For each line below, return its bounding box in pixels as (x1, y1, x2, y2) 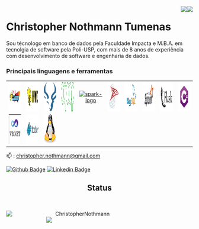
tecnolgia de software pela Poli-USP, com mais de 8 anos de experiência (6, 46, 184, 53)
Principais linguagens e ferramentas (6, 67, 113, 75)
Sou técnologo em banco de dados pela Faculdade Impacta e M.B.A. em (6, 40, 183, 47)
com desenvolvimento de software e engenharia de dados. (6, 52, 150, 59)
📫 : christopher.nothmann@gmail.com (6, 152, 101, 159)
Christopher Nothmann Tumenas (6, 20, 172, 34)
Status (86, 183, 113, 193)
